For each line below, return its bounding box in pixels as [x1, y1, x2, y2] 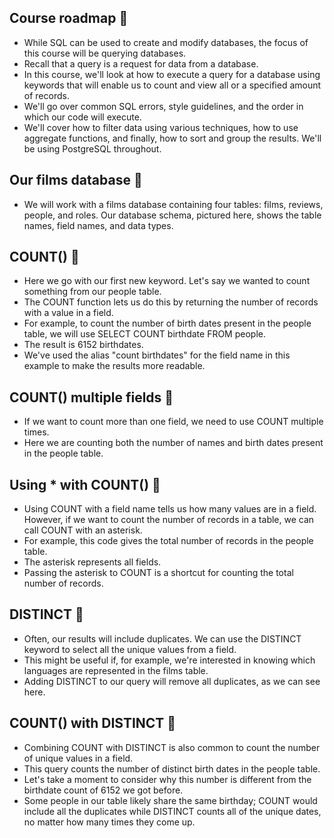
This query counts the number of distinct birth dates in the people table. [23, 762, 321, 775]
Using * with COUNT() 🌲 [9, 476, 161, 493]
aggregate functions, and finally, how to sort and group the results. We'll [23, 132, 322, 144]
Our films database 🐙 [9, 172, 143, 189]
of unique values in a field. [23, 752, 134, 764]
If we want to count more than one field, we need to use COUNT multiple [23, 416, 324, 428]
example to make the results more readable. [23, 360, 206, 372]
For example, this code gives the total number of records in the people [23, 535, 314, 547]
